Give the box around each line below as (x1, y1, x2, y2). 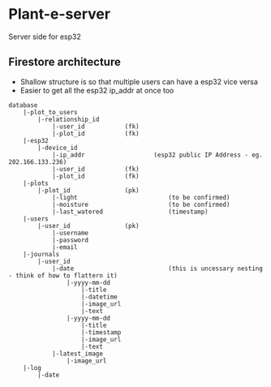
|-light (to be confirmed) (51, 193, 230, 201)
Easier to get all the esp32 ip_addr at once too (19, 85, 174, 95)
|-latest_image (51, 350, 104, 358)
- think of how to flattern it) (8, 271, 118, 280)
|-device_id (37, 144, 79, 152)
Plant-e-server (8, 5, 111, 24)
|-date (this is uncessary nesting (51, 264, 264, 273)
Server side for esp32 (8, 32, 81, 41)
